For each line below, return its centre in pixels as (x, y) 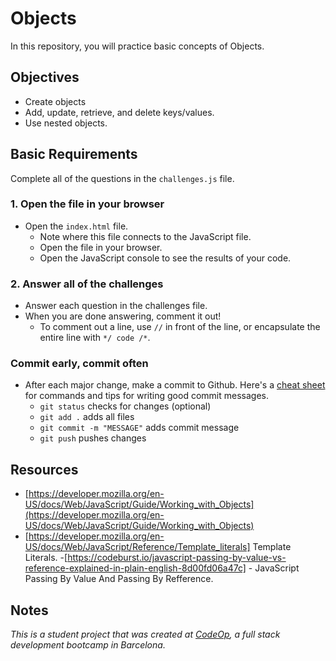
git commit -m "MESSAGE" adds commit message (139, 428)
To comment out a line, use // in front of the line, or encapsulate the (180, 327)
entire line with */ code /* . (95, 338)
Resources (44, 469)
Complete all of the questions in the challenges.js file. (122, 178)
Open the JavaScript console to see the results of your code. (165, 258)
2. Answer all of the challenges (87, 284)
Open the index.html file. (76, 226)
